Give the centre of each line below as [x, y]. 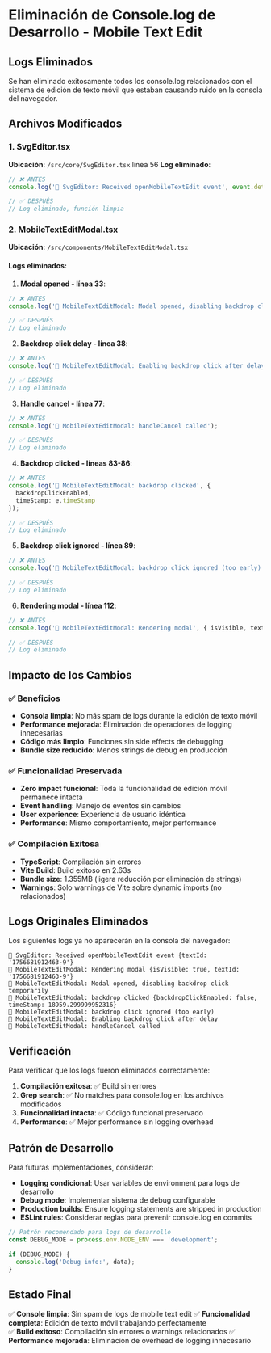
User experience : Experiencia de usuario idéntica [102, 815]
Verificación [40, 1051]
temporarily [28, 991]
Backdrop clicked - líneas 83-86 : [76, 463]
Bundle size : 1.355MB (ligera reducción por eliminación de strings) [131, 879]
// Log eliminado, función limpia [67, 209]
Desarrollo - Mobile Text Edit [106, 32]
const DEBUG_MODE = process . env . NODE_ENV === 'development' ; [113, 1239]
